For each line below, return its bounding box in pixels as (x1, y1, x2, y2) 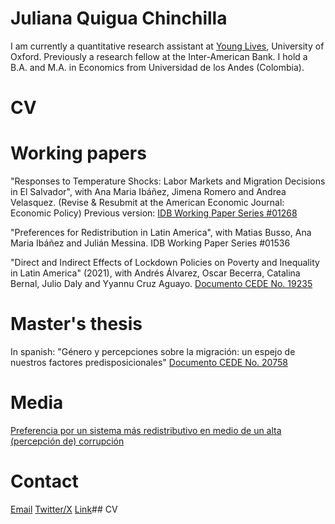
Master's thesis (10, 313, 143, 336)
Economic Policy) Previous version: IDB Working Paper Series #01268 (10, 207, 298, 219)
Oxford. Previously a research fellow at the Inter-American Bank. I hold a (10, 50, 308, 62)
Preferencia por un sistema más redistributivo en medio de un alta (10, 424, 282, 436)
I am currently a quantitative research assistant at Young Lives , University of (10, 40, 325, 52)
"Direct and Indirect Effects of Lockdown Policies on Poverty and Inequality (10, 257, 320, 269)
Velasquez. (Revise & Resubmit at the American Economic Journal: (10, 197, 285, 209)
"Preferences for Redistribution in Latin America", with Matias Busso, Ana (10, 227, 312, 239)
